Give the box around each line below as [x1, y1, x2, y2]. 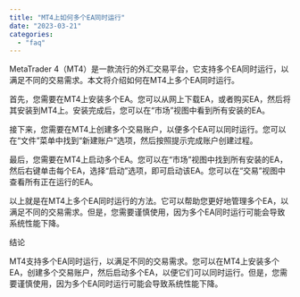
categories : [9, 30, 54, 38]
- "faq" [17, 38, 46, 47]
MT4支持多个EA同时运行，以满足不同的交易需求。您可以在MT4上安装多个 [9, 256, 279, 267]
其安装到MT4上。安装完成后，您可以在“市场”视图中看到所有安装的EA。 [9, 105, 271, 116]
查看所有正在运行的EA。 [9, 176, 98, 188]
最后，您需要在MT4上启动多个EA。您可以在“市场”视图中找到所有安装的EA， [9, 154, 288, 165]
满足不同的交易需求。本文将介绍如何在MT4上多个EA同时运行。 [9, 75, 239, 86]
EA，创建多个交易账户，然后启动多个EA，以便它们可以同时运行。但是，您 [9, 267, 280, 278]
